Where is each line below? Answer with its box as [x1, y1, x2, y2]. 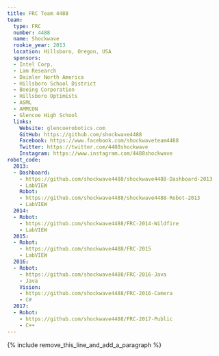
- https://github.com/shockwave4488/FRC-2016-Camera [19, 290, 173, 297]
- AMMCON [13, 105, 38, 112]
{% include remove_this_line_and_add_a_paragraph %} [7, 340, 162, 349]
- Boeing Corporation [13, 86, 75, 93]
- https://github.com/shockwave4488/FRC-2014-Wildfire [19, 220, 179, 227]
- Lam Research [13, 67, 57, 74]
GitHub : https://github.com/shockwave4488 [19, 131, 142, 138]
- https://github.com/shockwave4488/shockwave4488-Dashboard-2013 [19, 175, 213, 182]
